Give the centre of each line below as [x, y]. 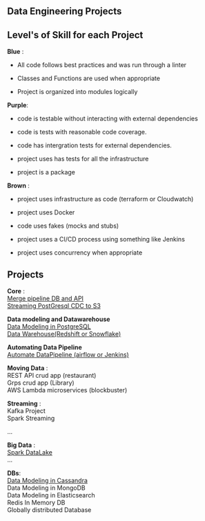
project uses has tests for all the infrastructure [83, 159]
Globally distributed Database [49, 510]
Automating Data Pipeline [45, 347]
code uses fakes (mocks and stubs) [68, 226]
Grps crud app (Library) [41, 383]
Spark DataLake [30, 453]
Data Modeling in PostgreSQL [49, 327]
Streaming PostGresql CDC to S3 [54, 306]
